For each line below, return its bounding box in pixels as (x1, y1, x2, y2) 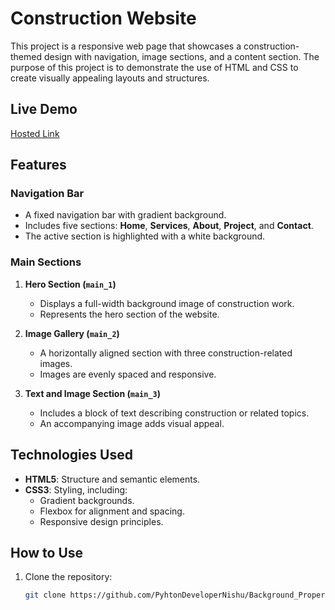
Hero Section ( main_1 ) (24, 278, 117, 290)
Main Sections (10, 255, 82, 269)
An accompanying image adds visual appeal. (39, 417, 225, 429)
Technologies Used (10, 447, 133, 464)
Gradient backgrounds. (39, 494, 135, 506)
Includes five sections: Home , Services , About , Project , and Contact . (24, 220, 314, 232)
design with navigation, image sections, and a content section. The (43, 50, 320, 62)
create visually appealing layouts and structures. (10, 72, 210, 84)
